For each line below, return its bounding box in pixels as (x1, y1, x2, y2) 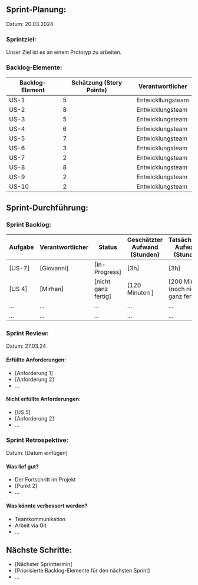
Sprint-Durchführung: (6, 202, 88, 212)
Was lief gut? (6, 463, 39, 470)
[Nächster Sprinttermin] (14, 561, 72, 568)
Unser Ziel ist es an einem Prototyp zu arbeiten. (6, 49, 122, 56)
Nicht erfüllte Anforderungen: (6, 396, 81, 403)
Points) (86, 86, 107, 94)
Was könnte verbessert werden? (6, 502, 88, 509)
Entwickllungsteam (136, 96, 189, 104)
